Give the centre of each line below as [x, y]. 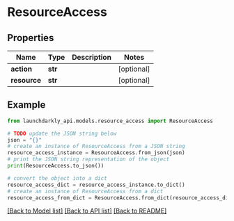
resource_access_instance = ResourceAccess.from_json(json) [96, 153]
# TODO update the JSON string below [62, 133]
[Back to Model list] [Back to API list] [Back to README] [87, 211]
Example [26, 105]
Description [92, 57]
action [22, 69]
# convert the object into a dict [57, 178]
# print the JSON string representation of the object [88, 159]
